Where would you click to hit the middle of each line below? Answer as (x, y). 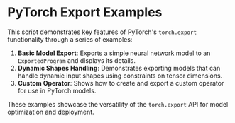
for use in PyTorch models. (57, 90)
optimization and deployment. (51, 112)
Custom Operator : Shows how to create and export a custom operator (121, 83)
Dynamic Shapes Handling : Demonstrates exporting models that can (119, 68)
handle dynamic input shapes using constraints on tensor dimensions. (120, 76)
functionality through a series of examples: (70, 39)
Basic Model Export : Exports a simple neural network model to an (114, 53)
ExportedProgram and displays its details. (77, 60)
